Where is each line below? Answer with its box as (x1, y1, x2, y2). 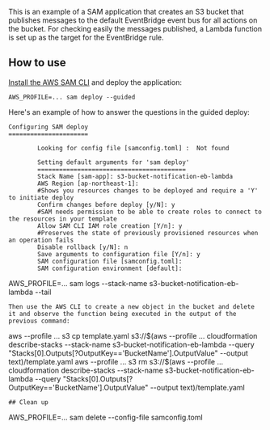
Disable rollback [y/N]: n (37, 242, 129, 251)
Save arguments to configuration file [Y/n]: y (37, 250, 200, 258)
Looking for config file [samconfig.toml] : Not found (37, 144, 230, 152)
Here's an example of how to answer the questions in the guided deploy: (8, 107, 251, 116)
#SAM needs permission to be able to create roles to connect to (37, 208, 263, 216)
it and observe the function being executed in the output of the (8, 310, 237, 318)
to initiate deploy (8, 193, 74, 201)
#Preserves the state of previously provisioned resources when (37, 229, 259, 237)
